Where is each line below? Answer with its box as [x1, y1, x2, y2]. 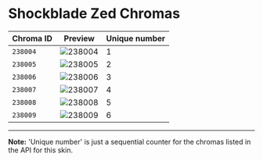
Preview [63, 33, 95, 44]
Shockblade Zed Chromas [8, 5, 181, 23]
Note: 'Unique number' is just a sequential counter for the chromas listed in [8, 137, 251, 146]
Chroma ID [12, 33, 52, 44]
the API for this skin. [8, 145, 73, 155]
